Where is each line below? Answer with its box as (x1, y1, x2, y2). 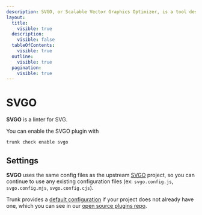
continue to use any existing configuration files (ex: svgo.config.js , (6, 178, 174, 185)
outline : (11, 53, 34, 59)
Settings (6, 156, 39, 166)
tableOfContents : (11, 43, 55, 49)
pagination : (11, 64, 42, 71)
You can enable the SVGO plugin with (6, 127, 99, 135)
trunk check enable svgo (6, 139, 69, 145)
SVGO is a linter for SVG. (6, 116, 68, 123)
